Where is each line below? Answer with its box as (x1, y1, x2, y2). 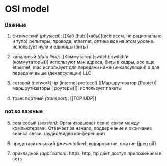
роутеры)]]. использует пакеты (54, 85, 122, 91)
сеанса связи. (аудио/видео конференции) (12, 130, 105, 136)
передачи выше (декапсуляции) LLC (12, 70, 92, 76)
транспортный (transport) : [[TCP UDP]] (12, 95, 96, 101)
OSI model (5, 3, 49, 15)
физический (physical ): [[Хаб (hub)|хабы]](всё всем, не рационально (12, 33, 162, 39)
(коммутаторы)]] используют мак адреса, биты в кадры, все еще (12, 59, 155, 65)
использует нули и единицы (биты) (12, 44, 89, 50)
